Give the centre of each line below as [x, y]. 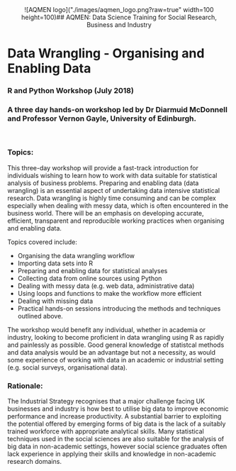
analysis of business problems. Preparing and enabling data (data [103, 183]
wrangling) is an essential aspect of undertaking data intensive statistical [114, 190]
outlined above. [40, 316]
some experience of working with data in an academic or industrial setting [116, 360]
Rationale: [25, 386]
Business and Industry [119, 25]
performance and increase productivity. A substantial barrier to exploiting [114, 416]
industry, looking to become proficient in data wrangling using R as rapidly [116, 337]
